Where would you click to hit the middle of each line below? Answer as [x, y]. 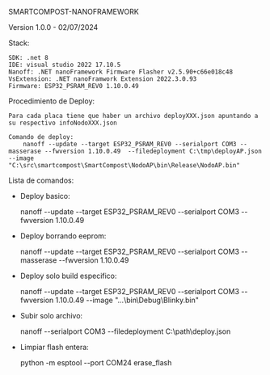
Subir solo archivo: [51, 316]
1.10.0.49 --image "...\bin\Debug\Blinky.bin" [127, 300]
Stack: [19, 43]
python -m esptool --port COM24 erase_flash [96, 362]
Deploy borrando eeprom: [63, 236]
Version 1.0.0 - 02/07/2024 [53, 27]
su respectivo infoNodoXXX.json [63, 123]
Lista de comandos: [41, 180]
